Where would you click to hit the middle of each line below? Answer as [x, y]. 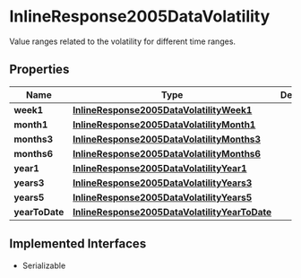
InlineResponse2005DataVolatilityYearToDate [172, 212]
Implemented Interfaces [78, 244]
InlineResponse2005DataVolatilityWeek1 [163, 109]
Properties [39, 69]
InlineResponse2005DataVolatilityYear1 [160, 168]
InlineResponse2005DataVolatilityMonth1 [164, 125]
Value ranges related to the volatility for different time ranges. [122, 41]
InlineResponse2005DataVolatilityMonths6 [167, 153]
